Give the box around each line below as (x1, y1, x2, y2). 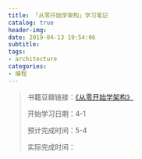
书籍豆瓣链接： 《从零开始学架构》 (27, 92, 134, 102)
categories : (8, 63, 47, 70)
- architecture (8, 56, 58, 63)
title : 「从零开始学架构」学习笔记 (8, 11, 108, 20)
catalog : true (8, 19, 55, 27)
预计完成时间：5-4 (27, 125, 87, 135)
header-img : (8, 26, 47, 34)
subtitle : (8, 41, 41, 49)
